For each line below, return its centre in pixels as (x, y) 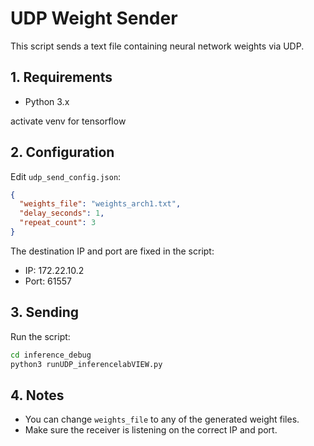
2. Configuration (62, 152)
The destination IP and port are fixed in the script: (112, 251)
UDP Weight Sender (94, 18)
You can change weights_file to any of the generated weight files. (162, 419)
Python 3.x (47, 101)
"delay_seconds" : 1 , (62, 213)
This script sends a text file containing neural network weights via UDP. (157, 46)
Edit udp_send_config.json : (66, 176)
